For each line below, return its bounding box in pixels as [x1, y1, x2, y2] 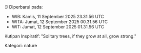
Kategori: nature [4, 43, 37, 48]
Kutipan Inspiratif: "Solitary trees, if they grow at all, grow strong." [4, 33, 137, 39]
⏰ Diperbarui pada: [4, 4, 43, 10]
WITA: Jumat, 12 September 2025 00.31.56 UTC [11, 19, 108, 25]
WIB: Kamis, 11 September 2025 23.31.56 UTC [11, 14, 104, 19]
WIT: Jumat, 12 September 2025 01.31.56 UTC [11, 24, 104, 29]
